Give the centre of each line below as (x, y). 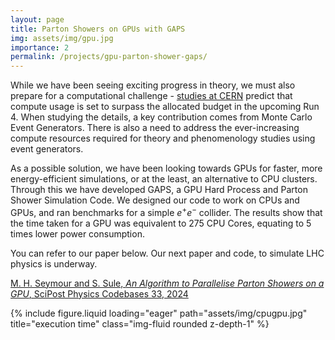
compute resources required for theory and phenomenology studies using (163, 138)
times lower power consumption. (77, 233)
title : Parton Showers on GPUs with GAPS (98, 29)
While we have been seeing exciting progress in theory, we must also (153, 85)
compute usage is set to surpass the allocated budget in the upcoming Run (165, 107)
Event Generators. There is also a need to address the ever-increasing (155, 128)
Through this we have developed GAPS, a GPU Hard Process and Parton (159, 190)
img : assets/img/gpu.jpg (62, 38)
